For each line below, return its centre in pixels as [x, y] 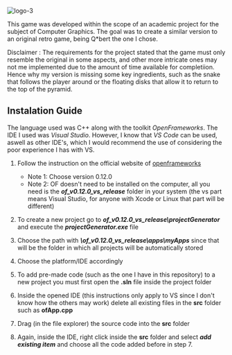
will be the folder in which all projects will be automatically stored [110, 248]
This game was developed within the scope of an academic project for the [113, 24]
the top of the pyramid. [40, 89]
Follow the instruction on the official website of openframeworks [109, 163]
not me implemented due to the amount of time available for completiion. [111, 67]
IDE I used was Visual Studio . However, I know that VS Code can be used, [113, 135]
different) [41, 206]
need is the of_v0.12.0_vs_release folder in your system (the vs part [125, 191]
